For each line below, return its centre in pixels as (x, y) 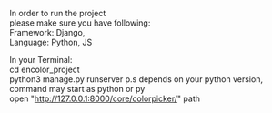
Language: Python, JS (51, 42)
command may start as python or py (77, 89)
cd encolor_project (45, 69)
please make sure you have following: (80, 23)
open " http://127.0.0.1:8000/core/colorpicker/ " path (105, 98)
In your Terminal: (41, 60)
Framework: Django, (47, 32)
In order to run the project (58, 13)
